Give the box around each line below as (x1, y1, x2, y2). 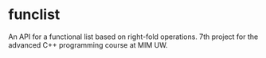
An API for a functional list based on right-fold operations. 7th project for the (8, 32, 259, 41)
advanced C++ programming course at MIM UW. (8, 40, 168, 49)
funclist (8, 6, 61, 24)
